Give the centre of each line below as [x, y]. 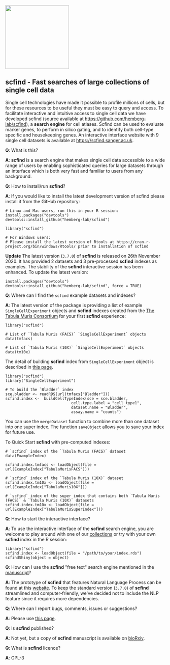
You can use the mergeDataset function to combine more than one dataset [82, 421]
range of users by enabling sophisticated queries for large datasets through [84, 165]
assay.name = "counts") [96, 412]
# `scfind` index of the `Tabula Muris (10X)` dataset [64, 478]
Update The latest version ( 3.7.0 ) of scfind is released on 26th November [83, 256]
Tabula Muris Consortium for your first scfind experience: [65, 316]
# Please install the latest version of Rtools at [60, 242]
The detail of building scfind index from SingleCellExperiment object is [79, 362]
